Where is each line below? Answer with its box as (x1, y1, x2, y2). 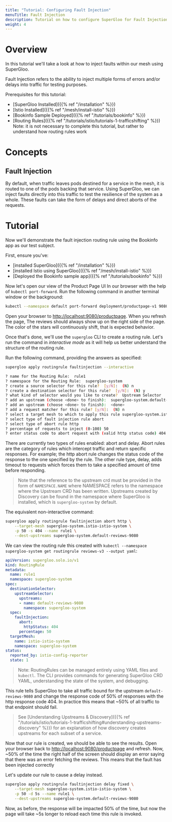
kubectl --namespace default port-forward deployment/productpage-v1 (5, 304, 157, 309)
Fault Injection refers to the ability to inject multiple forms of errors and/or (5, 76, 160, 82)
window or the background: (5, 294, 63, 300)
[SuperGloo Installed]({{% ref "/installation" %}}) (12, 101, 116, 107)
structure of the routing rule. (5, 345, 65, 351)
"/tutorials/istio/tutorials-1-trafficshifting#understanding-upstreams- (17, 720, 162, 725)
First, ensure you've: (5, 252, 49, 258)
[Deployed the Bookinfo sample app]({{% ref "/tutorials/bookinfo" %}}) (12, 273, 163, 279)
